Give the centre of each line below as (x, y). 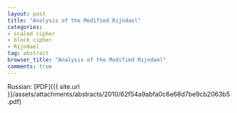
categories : (25, 27)
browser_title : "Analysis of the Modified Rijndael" (87, 60)
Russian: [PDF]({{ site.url (44, 86)
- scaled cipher (31, 34)
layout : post (27, 14)
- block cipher (30, 40)
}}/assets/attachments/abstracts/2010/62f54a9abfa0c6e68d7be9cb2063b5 (119, 94)
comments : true (30, 66)
